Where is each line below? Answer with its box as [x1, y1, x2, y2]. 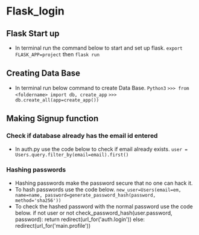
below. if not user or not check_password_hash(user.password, [14, 209, 173, 216]
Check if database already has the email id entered [6, 132, 158, 140]
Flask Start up [6, 28, 60, 39]
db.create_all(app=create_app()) [14, 97, 99, 103]
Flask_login [6, 4, 65, 18]
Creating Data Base [6, 68, 80, 79]
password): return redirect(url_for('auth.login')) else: [14, 216, 145, 223]
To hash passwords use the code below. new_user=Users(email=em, [14, 185, 182, 193]
